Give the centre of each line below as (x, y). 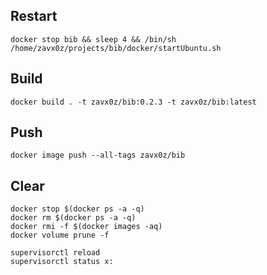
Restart (34, 16)
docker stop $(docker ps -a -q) (77, 209)
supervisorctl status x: (62, 262)
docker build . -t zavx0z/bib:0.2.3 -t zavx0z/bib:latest (133, 102)
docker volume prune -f (60, 235)
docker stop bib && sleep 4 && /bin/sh (93, 39)
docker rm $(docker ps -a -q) (73, 218)
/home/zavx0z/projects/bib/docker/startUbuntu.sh (116, 48)
